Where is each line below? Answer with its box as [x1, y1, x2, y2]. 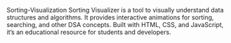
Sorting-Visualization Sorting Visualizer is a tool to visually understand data [6, 6, 224, 14]
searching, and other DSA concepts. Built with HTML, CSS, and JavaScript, [6, 21, 224, 28]
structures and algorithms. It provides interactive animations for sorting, [6, 13, 214, 21]
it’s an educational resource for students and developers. [6, 28, 171, 36]
